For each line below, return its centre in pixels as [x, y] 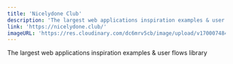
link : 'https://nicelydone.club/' [57, 26]
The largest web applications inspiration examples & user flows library [107, 53]
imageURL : [21, 33]
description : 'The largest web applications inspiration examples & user [116, 20]
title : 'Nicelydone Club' [44, 14]
